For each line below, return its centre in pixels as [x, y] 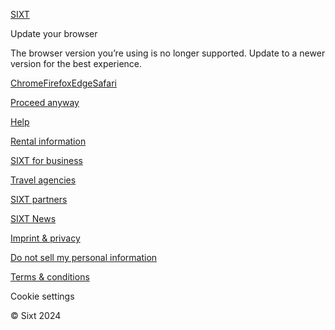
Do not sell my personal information [84, 257]
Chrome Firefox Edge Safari [63, 83]
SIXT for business [46, 160]
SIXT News [33, 218]
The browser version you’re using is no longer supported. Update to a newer [168, 53]
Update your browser [54, 33]
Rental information [48, 141]
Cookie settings [42, 296]
